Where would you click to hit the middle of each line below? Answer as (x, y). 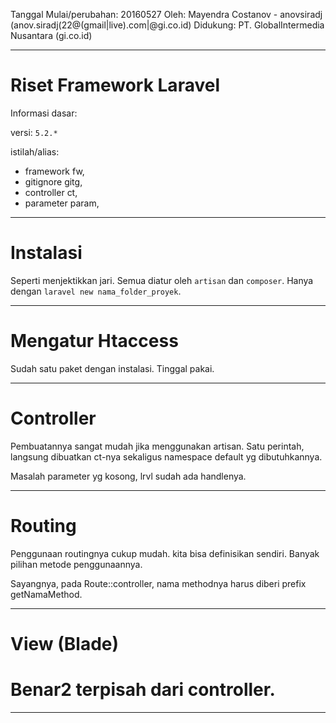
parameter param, (62, 203)
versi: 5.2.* (34, 132)
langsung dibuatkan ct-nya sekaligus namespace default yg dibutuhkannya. (166, 456)
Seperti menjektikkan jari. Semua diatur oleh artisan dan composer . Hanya (162, 280)
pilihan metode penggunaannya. (76, 564)
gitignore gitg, (53, 181)
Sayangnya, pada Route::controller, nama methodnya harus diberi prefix (158, 583)
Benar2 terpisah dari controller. (143, 690)
